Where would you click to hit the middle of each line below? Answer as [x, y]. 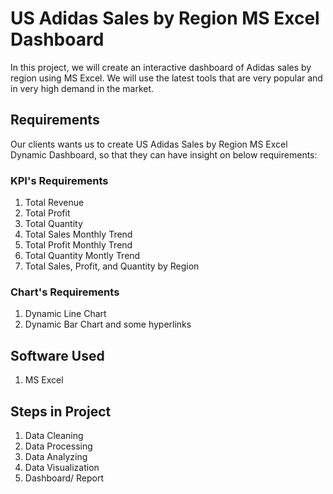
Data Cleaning [54, 435]
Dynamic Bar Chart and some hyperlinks [108, 324]
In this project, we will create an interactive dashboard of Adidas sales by [161, 67]
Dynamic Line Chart [65, 314]
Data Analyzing [56, 456]
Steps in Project [61, 411]
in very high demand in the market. [82, 88]
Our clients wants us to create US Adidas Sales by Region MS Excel [149, 144]
